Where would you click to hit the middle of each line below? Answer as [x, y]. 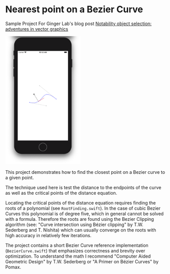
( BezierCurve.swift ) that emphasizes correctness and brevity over [75, 250]
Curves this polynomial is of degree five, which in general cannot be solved [84, 214]
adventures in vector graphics [37, 29]
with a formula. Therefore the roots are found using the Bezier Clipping [80, 219]
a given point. [20, 177]
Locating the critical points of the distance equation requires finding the [81, 202]
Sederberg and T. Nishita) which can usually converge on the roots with [81, 230]
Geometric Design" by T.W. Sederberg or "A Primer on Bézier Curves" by [82, 261]
